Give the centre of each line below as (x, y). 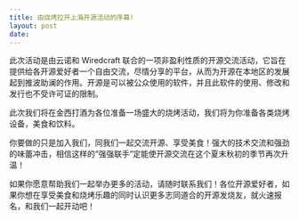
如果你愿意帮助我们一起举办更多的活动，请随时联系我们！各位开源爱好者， (145, 184)
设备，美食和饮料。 (44, 124)
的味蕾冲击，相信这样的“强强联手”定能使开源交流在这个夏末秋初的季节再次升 (149, 154)
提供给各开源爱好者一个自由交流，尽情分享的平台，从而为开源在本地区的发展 (149, 71)
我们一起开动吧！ (64, 207)
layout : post (33, 26)
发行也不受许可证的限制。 (56, 94)
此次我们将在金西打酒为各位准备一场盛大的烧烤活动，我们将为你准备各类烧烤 (149, 113)
